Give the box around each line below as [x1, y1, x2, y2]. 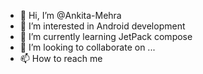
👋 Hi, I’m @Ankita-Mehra [19, 10, 122, 21]
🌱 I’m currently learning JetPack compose [19, 31, 193, 42]
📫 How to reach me [19, 53, 103, 64]
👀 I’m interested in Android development [19, 20, 186, 32]
